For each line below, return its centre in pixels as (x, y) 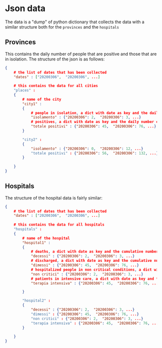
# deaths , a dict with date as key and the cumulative (87, 252)
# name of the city (42, 99)
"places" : (25, 91)
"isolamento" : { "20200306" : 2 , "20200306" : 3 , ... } (86, 117)
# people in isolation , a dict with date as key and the (89, 113)
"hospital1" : (36, 242)
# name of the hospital (46, 238)
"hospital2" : (36, 301)
